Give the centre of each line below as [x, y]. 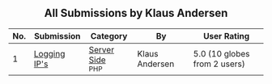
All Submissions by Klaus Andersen [136, 13]
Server [102, 49]
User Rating [227, 36]
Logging [49, 53]
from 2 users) [219, 64]
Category [109, 36]
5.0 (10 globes [221, 53]
